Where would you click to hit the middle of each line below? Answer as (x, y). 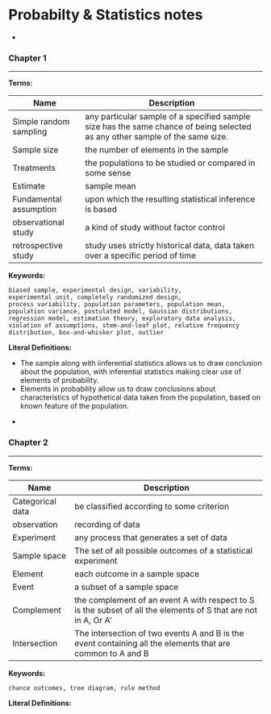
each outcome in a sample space (137, 574)
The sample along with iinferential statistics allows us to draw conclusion (141, 363)
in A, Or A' (93, 620)
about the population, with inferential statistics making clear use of (131, 372)
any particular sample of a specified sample (167, 117)
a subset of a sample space (126, 587)
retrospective (38, 246)
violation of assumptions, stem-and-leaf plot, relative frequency (124, 326)
